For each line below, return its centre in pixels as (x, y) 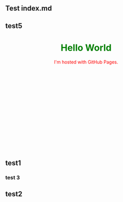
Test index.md (29, 8)
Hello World (86, 48)
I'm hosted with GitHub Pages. (86, 62)
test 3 (13, 177)
